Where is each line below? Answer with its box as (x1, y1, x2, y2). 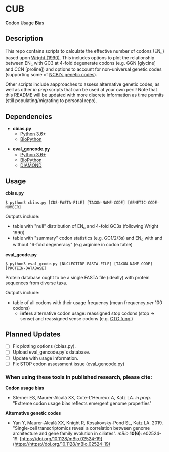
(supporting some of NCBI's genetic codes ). (5, 72, 98, 78)
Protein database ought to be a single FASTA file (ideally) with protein (5, 274, 150, 280)
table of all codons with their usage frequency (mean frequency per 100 (12, 299, 163, 306)
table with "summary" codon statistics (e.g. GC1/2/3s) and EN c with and (12, 235, 163, 242)
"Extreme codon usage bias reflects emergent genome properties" (12, 400, 152, 406)
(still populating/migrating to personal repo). (5, 97, 97, 104)
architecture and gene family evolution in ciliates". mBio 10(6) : (12, 430, 142, 436)
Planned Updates (5, 330, 61, 338)
